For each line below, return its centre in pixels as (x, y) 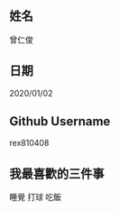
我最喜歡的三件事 (57, 174)
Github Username (60, 121)
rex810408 (29, 143)
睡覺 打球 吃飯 (35, 197)
